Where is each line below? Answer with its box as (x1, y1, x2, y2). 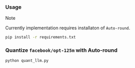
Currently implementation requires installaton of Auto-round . (5, 25, 130, 31)
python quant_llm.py (5, 58, 49, 63)
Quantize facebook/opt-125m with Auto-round (5, 47, 118, 54)
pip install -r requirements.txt (5, 35, 76, 40)
